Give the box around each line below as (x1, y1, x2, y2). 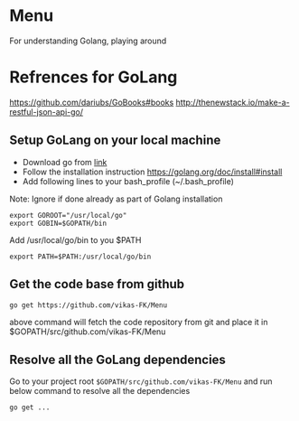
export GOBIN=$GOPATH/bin (9, 219, 107, 228)
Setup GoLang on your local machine (9, 133, 221, 148)
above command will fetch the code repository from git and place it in (9, 316, 268, 327)
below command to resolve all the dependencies (9, 386, 191, 397)
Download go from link (22, 156, 107, 167)
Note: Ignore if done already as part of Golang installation (9, 193, 223, 204)
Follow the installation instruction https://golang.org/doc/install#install (22, 166, 283, 177)
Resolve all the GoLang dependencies (9, 351, 226, 367)
